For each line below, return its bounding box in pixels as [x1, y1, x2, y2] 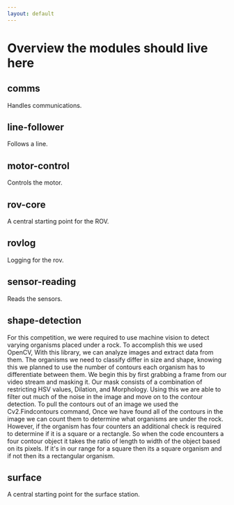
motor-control [7, 160, 70, 171]
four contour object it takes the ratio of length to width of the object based [7, 437, 221, 445]
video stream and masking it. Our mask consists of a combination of [7, 378, 203, 386]
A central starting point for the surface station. [7, 490, 141, 499]
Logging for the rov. [7, 256, 64, 264]
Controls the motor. [7, 178, 63, 187]
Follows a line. [7, 140, 48, 148]
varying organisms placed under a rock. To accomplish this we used [7, 341, 203, 349]
